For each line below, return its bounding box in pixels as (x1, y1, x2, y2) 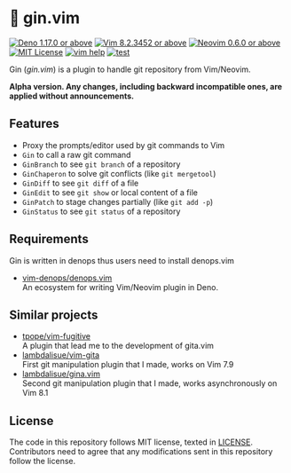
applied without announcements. (9, 91, 135, 101)
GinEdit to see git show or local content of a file (21, 186, 198, 198)
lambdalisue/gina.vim (21, 368, 100, 380)
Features (9, 116, 59, 131)
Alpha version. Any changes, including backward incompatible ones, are (9, 81, 282, 91)
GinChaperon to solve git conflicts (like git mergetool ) (21, 168, 216, 178)
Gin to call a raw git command (21, 149, 131, 160)
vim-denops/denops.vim (21, 272, 113, 283)
